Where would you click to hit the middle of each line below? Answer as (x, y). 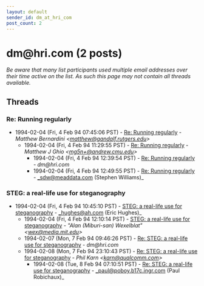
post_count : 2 (24, 23)
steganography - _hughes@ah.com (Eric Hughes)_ (78, 213)
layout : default (27, 12)
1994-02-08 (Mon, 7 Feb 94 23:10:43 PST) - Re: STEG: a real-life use (111, 251)
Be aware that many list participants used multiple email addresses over (97, 70)
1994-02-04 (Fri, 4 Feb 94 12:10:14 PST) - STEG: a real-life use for (107, 219)
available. (19, 83)
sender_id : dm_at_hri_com (39, 18)
